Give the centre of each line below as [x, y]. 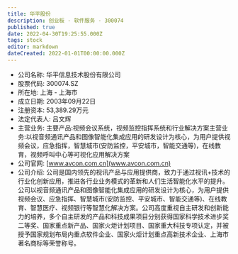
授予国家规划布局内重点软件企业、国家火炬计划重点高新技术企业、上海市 [123, 234]
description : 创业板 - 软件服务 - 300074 [66, 21]
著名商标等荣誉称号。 [49, 243]
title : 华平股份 [29, 14]
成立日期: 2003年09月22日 [57, 101]
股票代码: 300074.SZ [48, 83]
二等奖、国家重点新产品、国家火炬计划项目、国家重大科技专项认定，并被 [123, 225]
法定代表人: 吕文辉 [44, 118]
